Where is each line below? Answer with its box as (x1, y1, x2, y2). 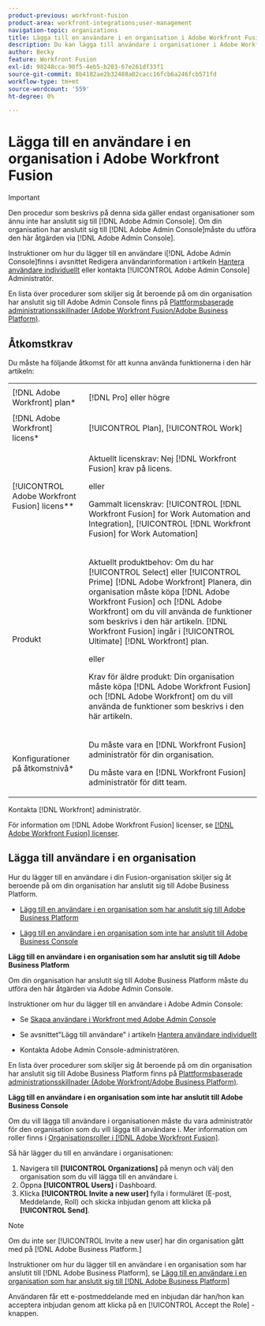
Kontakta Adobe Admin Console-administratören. (19, 1045, 180, 1054)
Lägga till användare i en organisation (8, 852, 196, 865)
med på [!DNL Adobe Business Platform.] (8, 1244, 142, 1253)
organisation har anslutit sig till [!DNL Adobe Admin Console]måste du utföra (8, 225, 256, 234)
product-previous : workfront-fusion (8, 11, 129, 20)
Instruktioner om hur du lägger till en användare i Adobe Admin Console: (8, 999, 243, 1009)
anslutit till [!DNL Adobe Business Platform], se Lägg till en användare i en (8, 1268, 247, 1277)
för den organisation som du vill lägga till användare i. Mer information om (8, 1124, 248, 1133)
